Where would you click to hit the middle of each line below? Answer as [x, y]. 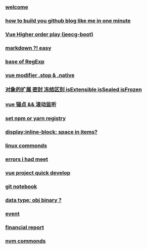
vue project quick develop [38, 172]
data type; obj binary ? [33, 200]
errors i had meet [27, 159]
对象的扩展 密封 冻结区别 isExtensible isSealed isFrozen [74, 90]
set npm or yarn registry [36, 119]
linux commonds [26, 146]
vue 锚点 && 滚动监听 [31, 104]
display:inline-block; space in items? [51, 132]
